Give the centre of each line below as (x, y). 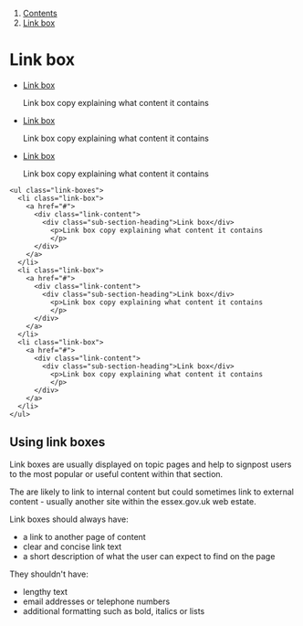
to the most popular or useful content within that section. (116, 473)
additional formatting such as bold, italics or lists (114, 610)
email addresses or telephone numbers (96, 601)
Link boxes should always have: (69, 519)
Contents (40, 13)
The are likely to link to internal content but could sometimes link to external (152, 492)
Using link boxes (57, 442)
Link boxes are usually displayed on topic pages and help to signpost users (151, 464)
